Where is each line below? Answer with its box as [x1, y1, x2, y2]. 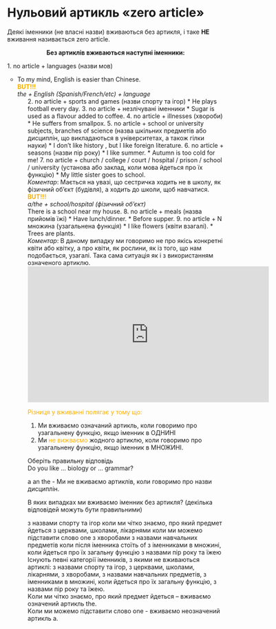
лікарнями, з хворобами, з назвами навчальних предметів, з [27, 570, 206, 578]
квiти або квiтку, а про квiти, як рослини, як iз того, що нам [27, 244, 202, 252]
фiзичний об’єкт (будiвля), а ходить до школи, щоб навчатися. [27, 185, 210, 193]
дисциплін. [27, 485, 60, 493]
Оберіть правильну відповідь [27, 456, 114, 465]
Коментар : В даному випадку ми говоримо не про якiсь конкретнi [27, 236, 223, 244]
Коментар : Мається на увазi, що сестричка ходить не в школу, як [27, 177, 222, 186]
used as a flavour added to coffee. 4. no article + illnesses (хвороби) [27, 112, 223, 120]
